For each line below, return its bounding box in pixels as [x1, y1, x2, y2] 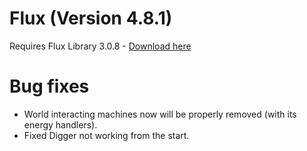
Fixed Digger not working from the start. [23, 129, 190, 141]
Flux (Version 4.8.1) [9, 7, 173, 30]
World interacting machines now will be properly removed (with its [23, 108, 297, 120]
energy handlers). [23, 118, 98, 131]
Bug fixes [9, 75, 90, 98]
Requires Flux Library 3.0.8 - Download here [9, 40, 192, 52]
